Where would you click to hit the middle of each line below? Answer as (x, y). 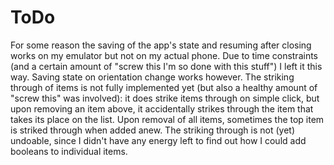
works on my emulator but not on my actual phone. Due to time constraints (164, 55)
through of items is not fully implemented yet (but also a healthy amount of (164, 87)
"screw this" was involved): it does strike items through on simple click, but (165, 98)
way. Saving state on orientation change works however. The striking (152, 77)
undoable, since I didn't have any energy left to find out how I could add (158, 140)
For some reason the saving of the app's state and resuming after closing (161, 45)
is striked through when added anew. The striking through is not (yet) (152, 130)
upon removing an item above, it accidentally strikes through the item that (162, 108)
